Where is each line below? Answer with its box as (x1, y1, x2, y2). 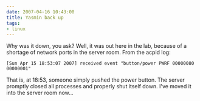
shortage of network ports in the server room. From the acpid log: (6, 49, 171, 56)
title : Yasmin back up (6, 15, 64, 21)
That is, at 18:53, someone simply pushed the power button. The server (6, 76, 185, 83)
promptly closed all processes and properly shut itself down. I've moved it (6, 83, 191, 90)
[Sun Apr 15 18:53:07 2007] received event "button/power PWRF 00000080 (6, 60, 195, 67)
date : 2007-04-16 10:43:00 (6, 8, 75, 15)
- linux (6, 25, 26, 32)
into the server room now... (6, 89, 74, 97)
